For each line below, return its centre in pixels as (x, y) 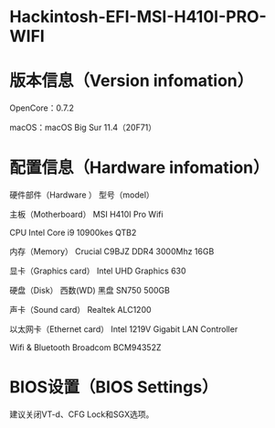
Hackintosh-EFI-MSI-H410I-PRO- (138, 17)
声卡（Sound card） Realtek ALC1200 (81, 310)
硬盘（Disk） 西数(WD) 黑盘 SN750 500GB (90, 291)
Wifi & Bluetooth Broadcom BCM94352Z (85, 348)
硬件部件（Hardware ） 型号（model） (82, 195)
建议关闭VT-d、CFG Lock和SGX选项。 (82, 414)
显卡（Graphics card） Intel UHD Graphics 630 (98, 271)
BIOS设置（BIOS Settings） (114, 387)
